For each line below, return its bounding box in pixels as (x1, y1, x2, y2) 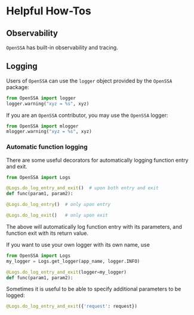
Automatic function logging (6, 143, 88, 151)
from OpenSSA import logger (6, 95, 76, 101)
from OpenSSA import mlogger (6, 123, 79, 129)
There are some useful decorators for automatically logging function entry (6, 156, 189, 163)
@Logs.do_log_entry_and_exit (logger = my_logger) (6, 269, 127, 275)
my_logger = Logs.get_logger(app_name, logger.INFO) (6, 258, 140, 264)
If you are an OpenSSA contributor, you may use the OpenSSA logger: (6, 111, 168, 119)
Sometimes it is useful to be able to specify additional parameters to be (6, 286, 181, 293)
